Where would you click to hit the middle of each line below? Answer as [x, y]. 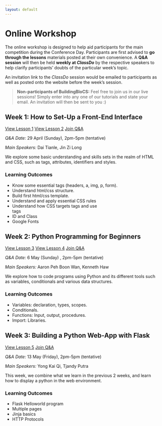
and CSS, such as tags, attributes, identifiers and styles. [61, 162]
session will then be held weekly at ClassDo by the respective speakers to [80, 62]
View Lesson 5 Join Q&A [29, 347]
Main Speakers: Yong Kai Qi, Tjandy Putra [47, 366]
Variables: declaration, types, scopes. [50, 305]
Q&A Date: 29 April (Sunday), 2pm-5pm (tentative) [55, 138]
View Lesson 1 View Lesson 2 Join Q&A [44, 129]
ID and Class [25, 216]
